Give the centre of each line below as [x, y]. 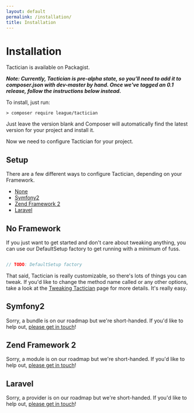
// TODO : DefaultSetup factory [44, 264]
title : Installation [31, 22]
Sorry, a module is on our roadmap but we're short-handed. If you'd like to [96, 359]
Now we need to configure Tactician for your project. [70, 141]
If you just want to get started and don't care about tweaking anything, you [96, 242]
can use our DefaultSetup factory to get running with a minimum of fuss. [93, 248]
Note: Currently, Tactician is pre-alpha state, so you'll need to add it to [94, 79]
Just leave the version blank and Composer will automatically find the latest [97, 124]
